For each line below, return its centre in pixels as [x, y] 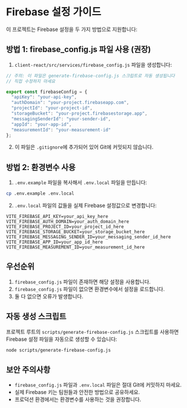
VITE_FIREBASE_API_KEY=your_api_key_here [57, 217]
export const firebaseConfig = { [47, 92]
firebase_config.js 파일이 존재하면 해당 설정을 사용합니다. [82, 282]
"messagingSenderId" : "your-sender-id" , [61, 119]
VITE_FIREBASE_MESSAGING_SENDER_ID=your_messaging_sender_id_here [89, 237]
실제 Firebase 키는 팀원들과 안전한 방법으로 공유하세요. [77, 392]
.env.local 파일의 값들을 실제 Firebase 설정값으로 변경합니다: [85, 206]
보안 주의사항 [28, 370]
